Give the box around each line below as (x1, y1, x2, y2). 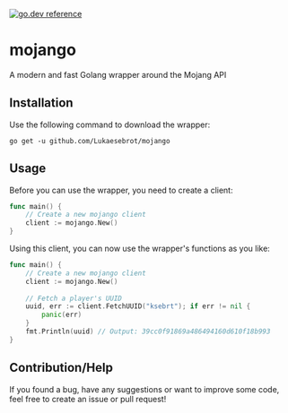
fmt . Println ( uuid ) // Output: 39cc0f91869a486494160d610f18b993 (25, 327, 271, 336)
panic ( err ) (41, 310, 83, 320)
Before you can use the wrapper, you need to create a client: (9, 185, 233, 195)
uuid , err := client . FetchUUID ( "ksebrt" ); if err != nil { (25, 302, 251, 311)
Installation (9, 95, 74, 111)
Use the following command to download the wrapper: (9, 119, 211, 130)
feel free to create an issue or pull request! (9, 393, 167, 404)
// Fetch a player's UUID (25, 294, 123, 303)
